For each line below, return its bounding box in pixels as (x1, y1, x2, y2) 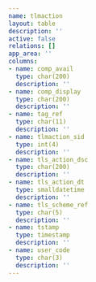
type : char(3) (15, 254, 63, 262)
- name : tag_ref (8, 111, 63, 119)
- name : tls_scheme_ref (8, 201, 89, 209)
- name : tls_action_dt (8, 178, 85, 187)
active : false (8, 34, 56, 43)
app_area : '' (8, 50, 52, 58)
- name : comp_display (8, 87, 81, 96)
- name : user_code (8, 246, 70, 254)
